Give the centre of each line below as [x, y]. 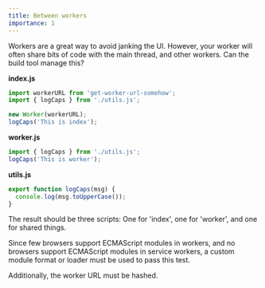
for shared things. [37, 227]
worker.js [24, 137]
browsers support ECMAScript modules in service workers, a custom [121, 251]
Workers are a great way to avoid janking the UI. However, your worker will [131, 45]
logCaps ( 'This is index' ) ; [53, 122]
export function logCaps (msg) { [62, 189]
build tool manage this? [47, 63]
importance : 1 [32, 23]
